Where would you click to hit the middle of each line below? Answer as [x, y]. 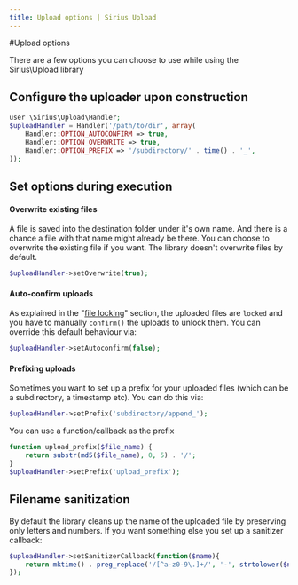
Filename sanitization [70, 499]
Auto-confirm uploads [51, 293]
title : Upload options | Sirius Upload [83, 17]
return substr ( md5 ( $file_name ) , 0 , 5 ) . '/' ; [111, 455]
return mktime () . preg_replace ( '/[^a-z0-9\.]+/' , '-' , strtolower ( [154, 565]
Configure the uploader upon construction [129, 97]
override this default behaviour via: [73, 332]
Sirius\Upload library [47, 69]
